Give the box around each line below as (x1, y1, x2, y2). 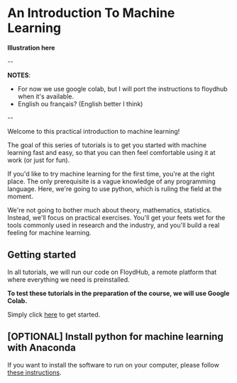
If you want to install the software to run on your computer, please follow (7, 360, 220, 369)
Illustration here (7, 43, 55, 52)
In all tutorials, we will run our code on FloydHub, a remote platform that (7, 268, 217, 276)
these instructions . (7, 368, 62, 377)
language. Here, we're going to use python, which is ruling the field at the (7, 184, 222, 193)
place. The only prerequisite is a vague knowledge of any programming (7, 177, 216, 185)
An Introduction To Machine (7, 5, 175, 21)
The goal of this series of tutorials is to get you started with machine (7, 140, 207, 149)
